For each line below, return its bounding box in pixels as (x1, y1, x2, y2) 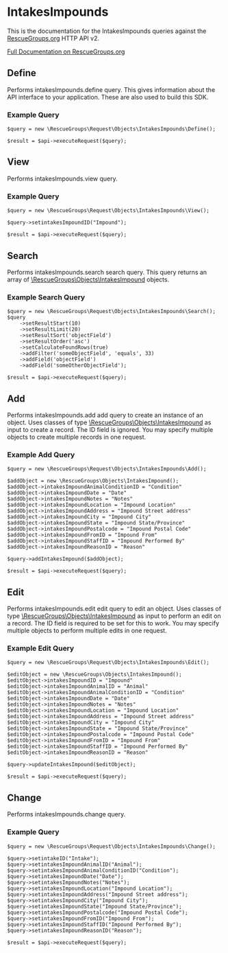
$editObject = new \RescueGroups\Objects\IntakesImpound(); (7, 671, 183, 678)
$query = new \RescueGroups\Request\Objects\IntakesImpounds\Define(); (7, 126, 216, 133)
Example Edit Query (7, 643, 75, 653)
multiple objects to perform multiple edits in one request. (7, 626, 167, 635)
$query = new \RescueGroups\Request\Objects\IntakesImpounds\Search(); (7, 308, 216, 315)
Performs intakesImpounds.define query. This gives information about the (7, 85, 216, 93)
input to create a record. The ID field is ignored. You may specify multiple (7, 426, 214, 434)
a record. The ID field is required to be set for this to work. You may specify (7, 619, 220, 628)
